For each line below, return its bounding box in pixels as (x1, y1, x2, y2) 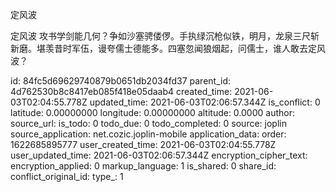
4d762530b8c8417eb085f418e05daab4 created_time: (10, 86, 233, 97)
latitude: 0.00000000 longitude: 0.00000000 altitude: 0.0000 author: (10, 107, 295, 118)
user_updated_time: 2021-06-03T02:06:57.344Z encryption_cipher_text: (10, 149, 308, 161)
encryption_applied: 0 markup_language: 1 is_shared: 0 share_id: (10, 160, 277, 172)
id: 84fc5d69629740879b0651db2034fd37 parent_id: (10, 75, 232, 87)
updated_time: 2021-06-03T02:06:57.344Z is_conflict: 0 (89, 96, 321, 108)
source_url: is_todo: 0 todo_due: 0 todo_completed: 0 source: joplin (10, 118, 287, 129)
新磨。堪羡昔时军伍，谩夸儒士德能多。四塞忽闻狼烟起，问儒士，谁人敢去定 (10, 43, 317, 54)
